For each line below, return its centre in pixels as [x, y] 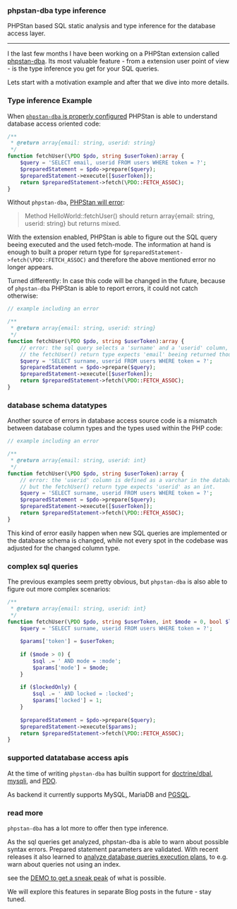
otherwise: [23, 296]
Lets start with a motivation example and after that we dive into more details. [118, 83]
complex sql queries [43, 566]
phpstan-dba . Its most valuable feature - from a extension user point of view [118, 61]
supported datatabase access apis [68, 758]
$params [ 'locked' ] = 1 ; [67, 701]
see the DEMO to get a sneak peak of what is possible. [87, 878]
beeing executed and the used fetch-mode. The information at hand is [109, 245]
